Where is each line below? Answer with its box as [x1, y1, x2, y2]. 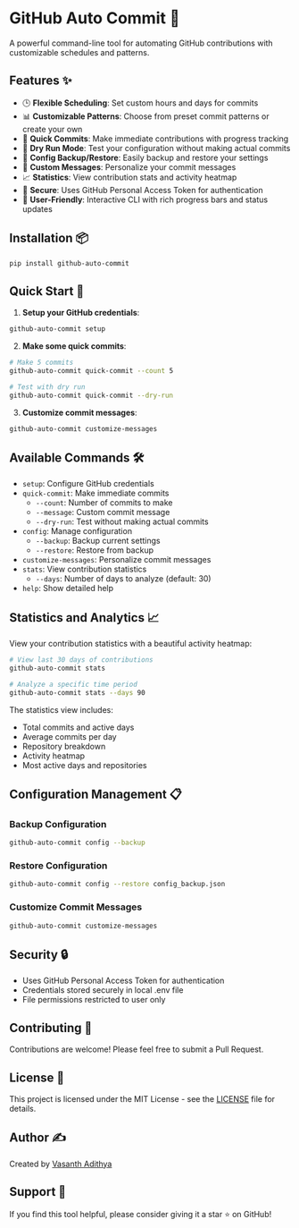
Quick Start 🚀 [9, 284, 85, 299]
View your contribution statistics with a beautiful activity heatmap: [9, 639, 253, 649]
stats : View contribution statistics [21, 563, 147, 575]
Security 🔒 [9, 947, 69, 962]
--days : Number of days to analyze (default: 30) [35, 573, 212, 584]
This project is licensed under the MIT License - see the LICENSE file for [9, 1093, 275, 1104]
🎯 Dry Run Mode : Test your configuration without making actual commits [21, 142, 291, 153]
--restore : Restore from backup [35, 545, 154, 555]
